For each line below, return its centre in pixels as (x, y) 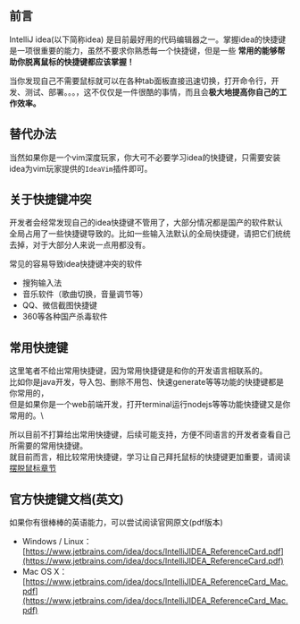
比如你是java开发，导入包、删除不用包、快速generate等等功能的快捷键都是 (146, 382)
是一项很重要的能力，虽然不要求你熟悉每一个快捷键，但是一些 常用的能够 (143, 50)
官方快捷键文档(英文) (67, 499)
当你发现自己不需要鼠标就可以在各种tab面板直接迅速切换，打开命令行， (141, 81)
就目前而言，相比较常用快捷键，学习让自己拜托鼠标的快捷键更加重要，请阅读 (150, 457)
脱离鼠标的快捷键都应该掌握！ (79, 62)
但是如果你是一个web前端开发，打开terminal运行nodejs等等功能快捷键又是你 (150, 405)
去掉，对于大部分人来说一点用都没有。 (79, 245)
